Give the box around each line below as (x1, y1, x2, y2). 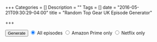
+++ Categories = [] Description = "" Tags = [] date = (5, 5, 116, 10)
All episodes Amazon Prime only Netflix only (37, 30, 145, 36)
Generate (8, 30, 26, 36)
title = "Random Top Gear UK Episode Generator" (49, 10, 152, 16)
